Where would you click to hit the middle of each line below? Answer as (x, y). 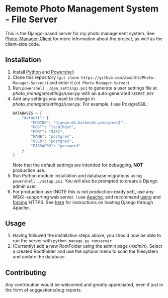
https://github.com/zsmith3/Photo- (118, 78)
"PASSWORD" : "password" (56, 146)
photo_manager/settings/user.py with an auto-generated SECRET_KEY (83, 93)
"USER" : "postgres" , (52, 141)
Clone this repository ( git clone (46, 77)
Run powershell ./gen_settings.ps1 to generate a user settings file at (85, 88)
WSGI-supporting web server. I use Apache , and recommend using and (87, 197)
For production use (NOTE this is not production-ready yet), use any (83, 191)
